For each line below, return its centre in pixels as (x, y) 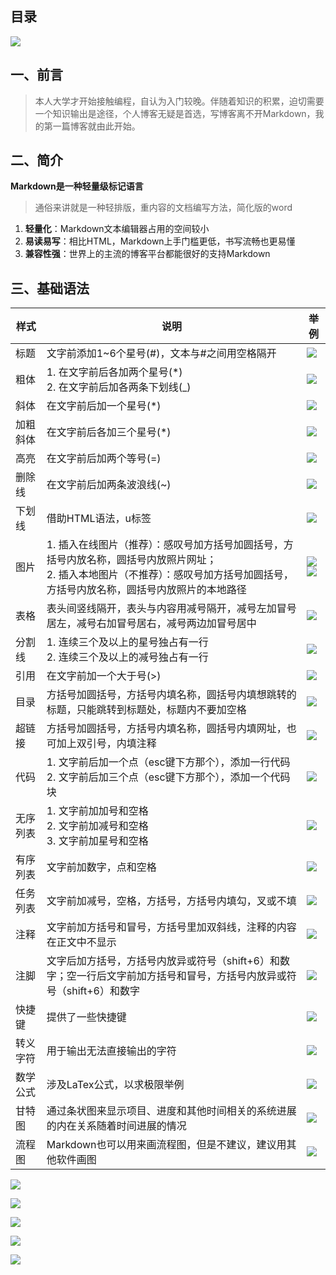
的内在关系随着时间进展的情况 (116, 1126)
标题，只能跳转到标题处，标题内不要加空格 (146, 710)
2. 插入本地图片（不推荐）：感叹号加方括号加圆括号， (170, 575)
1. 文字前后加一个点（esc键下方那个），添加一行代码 (168, 762)
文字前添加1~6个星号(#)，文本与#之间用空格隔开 (161, 354)
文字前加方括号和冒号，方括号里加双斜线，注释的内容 (171, 927)
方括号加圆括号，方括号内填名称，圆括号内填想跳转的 (171, 695)
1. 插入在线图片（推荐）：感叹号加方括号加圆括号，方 (170, 545)
